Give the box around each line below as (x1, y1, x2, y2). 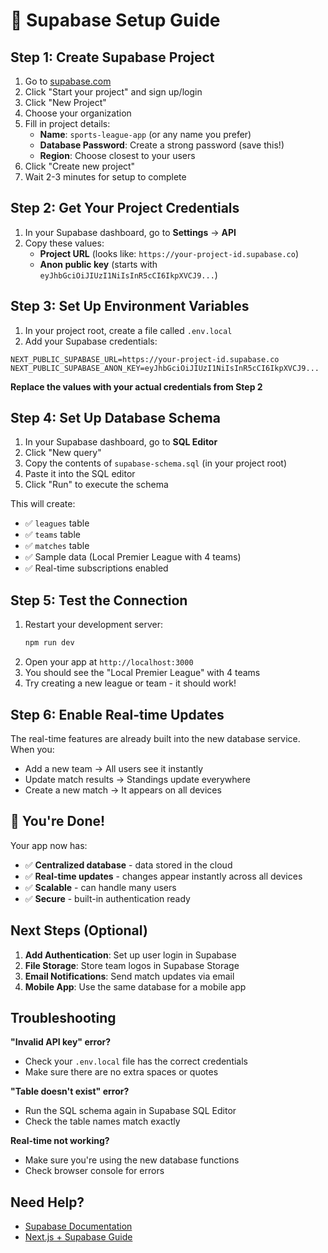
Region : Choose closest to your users (39, 150, 196, 161)
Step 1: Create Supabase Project (10, 49, 215, 66)
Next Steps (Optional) (10, 922, 148, 939)
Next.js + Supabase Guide (24, 1231, 133, 1243)
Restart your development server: (24, 619, 164, 631)
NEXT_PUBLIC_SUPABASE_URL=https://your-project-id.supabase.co (10, 354, 280, 364)
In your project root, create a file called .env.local (24, 324, 233, 336)
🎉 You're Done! (10, 813, 106, 830)
